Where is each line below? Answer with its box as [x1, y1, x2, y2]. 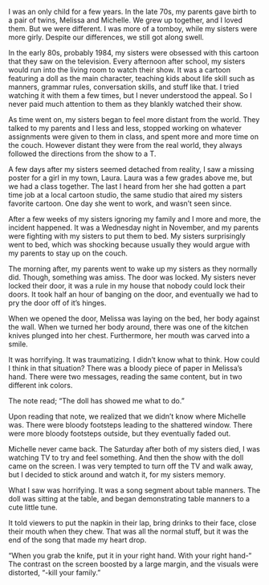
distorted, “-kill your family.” [8, 568, 101, 577]
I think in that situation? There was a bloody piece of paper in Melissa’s [8, 363, 243, 373]
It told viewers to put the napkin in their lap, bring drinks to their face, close [8, 518, 257, 527]
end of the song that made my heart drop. [8, 535, 147, 545]
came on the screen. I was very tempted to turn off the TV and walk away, [8, 461, 254, 471]
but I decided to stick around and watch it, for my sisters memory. [8, 470, 226, 479]
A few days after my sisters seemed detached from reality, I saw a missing [8, 165, 255, 174]
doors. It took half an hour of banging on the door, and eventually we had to [8, 289, 259, 299]
